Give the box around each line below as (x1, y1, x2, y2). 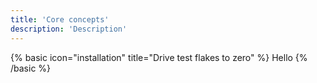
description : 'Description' (10, 24, 128, 34)
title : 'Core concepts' (10, 14, 110, 25)
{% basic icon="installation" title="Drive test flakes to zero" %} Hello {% (10, 51, 308, 63)
